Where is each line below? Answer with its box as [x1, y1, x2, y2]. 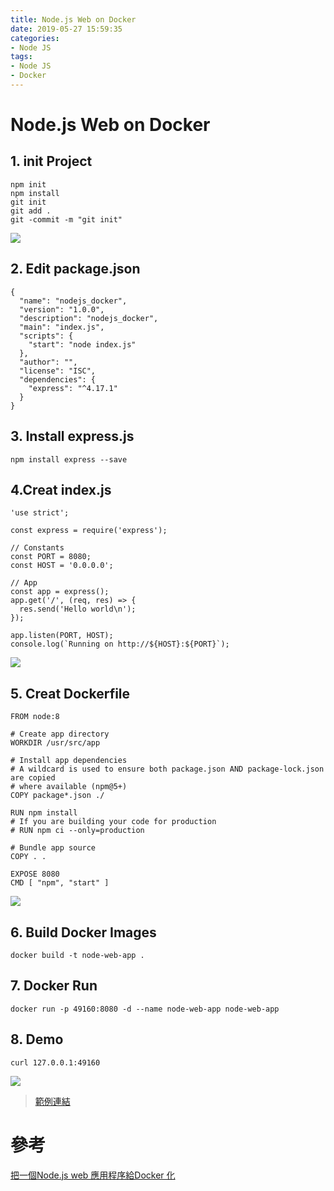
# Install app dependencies [10, 756, 128, 766]
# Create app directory [10, 729, 110, 740]
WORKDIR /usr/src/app [10, 738, 101, 748]
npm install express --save [10, 454, 128, 465]
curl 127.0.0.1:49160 [10, 1057, 101, 1068]
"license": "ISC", [19, 366, 97, 376]
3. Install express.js [10, 428, 135, 445]
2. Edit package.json [10, 261, 141, 278]
